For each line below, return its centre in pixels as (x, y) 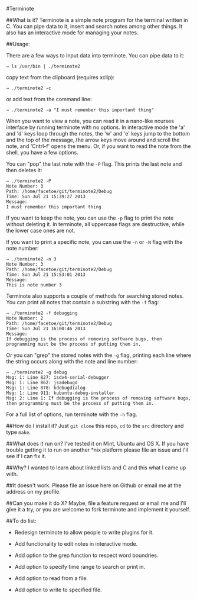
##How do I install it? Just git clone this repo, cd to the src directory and (95, 426)
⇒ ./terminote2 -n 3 (32, 259)
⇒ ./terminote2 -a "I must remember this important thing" (80, 110)
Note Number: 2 (25, 318)
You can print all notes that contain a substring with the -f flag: (83, 302)
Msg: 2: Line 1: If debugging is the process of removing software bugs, (99, 398)
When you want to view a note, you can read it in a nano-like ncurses (90, 121)
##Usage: (18, 44)
